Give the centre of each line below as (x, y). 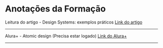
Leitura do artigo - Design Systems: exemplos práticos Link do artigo (74, 22)
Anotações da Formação (55, 9)
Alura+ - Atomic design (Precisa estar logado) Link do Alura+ (66, 36)
